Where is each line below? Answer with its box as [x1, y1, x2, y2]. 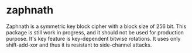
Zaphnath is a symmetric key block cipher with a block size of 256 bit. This [6, 23, 187, 30]
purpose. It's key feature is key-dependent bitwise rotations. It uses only [6, 35, 181, 42]
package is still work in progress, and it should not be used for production [6, 29, 184, 36]
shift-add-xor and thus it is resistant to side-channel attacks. [6, 41, 152, 48]
